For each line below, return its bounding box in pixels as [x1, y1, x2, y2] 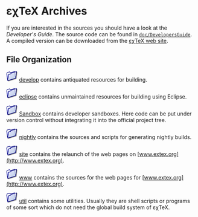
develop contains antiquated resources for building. [19, 76, 148, 83]
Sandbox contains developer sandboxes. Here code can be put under [19, 110, 192, 117]
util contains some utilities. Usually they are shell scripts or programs [19, 197, 190, 204]
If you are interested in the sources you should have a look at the [6, 24, 168, 31]
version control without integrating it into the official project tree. [6, 116, 167, 123]
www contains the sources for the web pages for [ [19, 173, 145, 181]
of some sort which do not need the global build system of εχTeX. [6, 204, 170, 211]
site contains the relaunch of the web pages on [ [19, 150, 140, 158]
